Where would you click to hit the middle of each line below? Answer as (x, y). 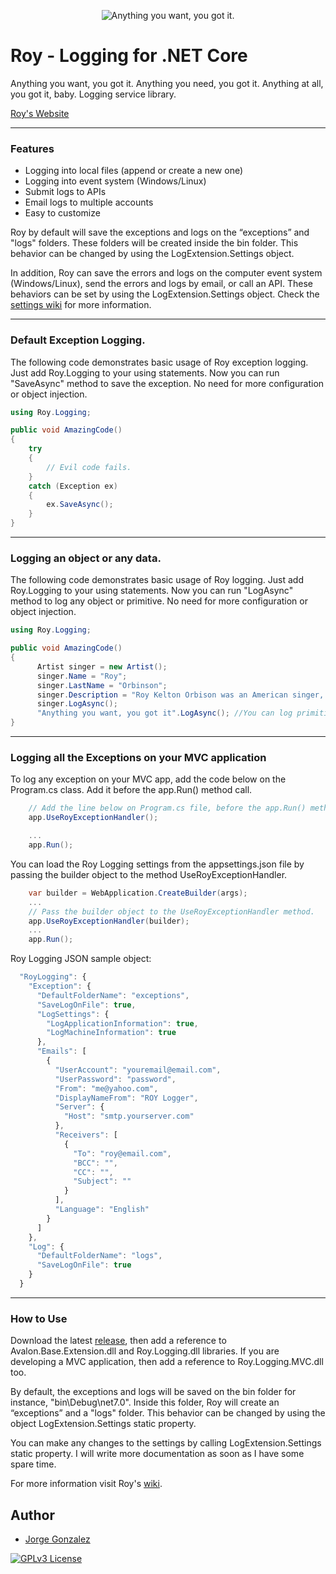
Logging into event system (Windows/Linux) (115, 181)
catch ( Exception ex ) (73, 486)
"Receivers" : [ (86, 1135)
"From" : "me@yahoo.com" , (106, 1088)
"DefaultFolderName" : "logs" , (99, 1256)
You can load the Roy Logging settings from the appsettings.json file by (157, 864)
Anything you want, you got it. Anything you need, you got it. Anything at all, (167, 83)
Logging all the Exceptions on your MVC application (138, 757)
